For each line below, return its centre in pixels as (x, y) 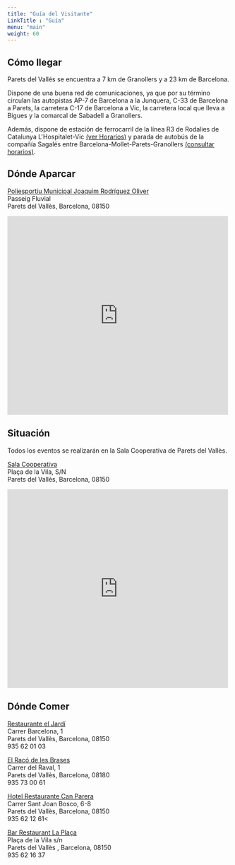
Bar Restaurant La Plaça (42, 832)
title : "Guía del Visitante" (50, 14)
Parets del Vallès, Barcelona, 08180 (59, 774)
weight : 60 (23, 34)
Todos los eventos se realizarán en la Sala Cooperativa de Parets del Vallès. (117, 451)
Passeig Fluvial (29, 198)
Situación (29, 433)
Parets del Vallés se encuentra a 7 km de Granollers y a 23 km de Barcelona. (118, 79)
